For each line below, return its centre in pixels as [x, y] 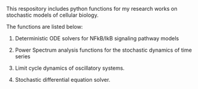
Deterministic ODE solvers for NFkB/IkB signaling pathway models [97, 38]
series [23, 56]
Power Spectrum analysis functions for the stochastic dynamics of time [104, 50]
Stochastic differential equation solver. [63, 80]
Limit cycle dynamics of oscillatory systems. [70, 68]
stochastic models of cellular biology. [52, 15]
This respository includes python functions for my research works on [92, 9]
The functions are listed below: [45, 27]
